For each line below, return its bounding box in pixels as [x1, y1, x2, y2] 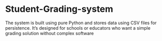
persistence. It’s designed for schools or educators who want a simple [5, 25, 151, 31]
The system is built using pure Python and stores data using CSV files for [5, 20, 157, 26]
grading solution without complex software [5, 30, 94, 36]
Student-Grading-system [5, 3, 113, 15]
